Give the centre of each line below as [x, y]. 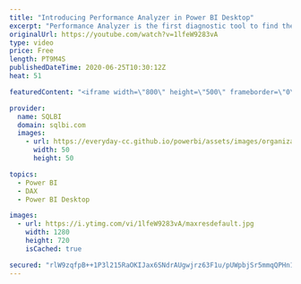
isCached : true [54, 249]
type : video [31, 43]
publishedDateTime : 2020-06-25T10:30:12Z [88, 68]
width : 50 [51, 150]
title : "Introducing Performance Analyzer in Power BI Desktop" [132, 17]
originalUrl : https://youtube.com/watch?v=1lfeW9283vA [114, 34]
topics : [24, 174]
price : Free [31, 51]
